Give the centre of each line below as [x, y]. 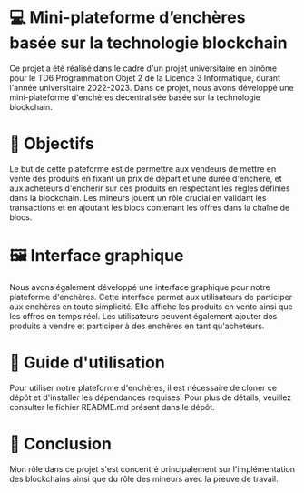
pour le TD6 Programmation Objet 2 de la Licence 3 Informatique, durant [145, 77]
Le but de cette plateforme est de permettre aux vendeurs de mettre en [143, 168]
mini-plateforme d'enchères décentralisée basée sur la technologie [135, 97]
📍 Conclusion [60, 443]
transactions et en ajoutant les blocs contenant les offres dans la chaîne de [150, 207]
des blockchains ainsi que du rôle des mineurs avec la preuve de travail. [144, 478]
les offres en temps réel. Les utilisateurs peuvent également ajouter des [143, 316]
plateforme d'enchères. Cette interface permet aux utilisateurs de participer [151, 297]
